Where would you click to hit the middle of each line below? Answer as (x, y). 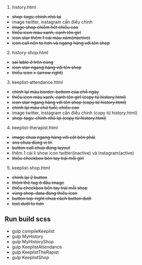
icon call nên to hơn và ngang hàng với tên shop (61, 43)
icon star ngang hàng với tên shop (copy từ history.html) (69, 102)
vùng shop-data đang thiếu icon (45, 193)
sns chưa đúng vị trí (32, 142)
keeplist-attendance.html (37, 82)
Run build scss (28, 219)
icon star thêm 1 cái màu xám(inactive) (51, 38)
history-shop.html (30, 52)
